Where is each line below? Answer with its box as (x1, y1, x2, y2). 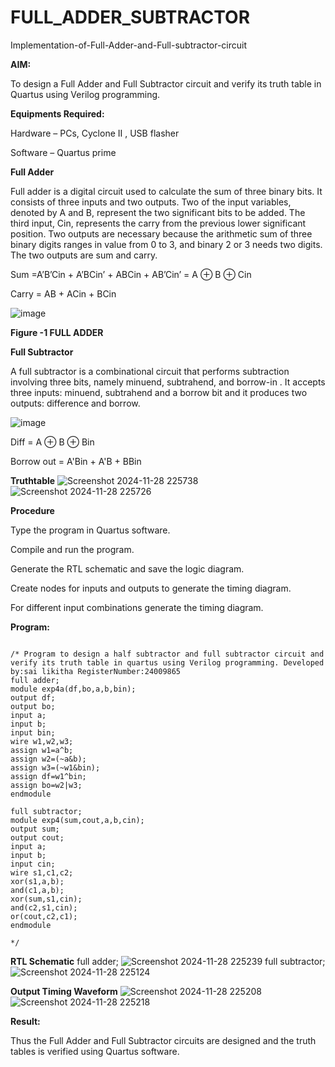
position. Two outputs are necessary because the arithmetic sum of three (10, 227, 313, 240)
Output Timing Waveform (10, 985, 118, 997)
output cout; (10, 832, 65, 843)
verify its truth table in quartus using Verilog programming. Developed (10, 657, 325, 668)
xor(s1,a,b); (10, 876, 65, 886)
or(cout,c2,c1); (10, 911, 78, 921)
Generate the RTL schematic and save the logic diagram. (10, 562, 245, 575)
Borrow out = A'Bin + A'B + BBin (10, 455, 142, 467)
